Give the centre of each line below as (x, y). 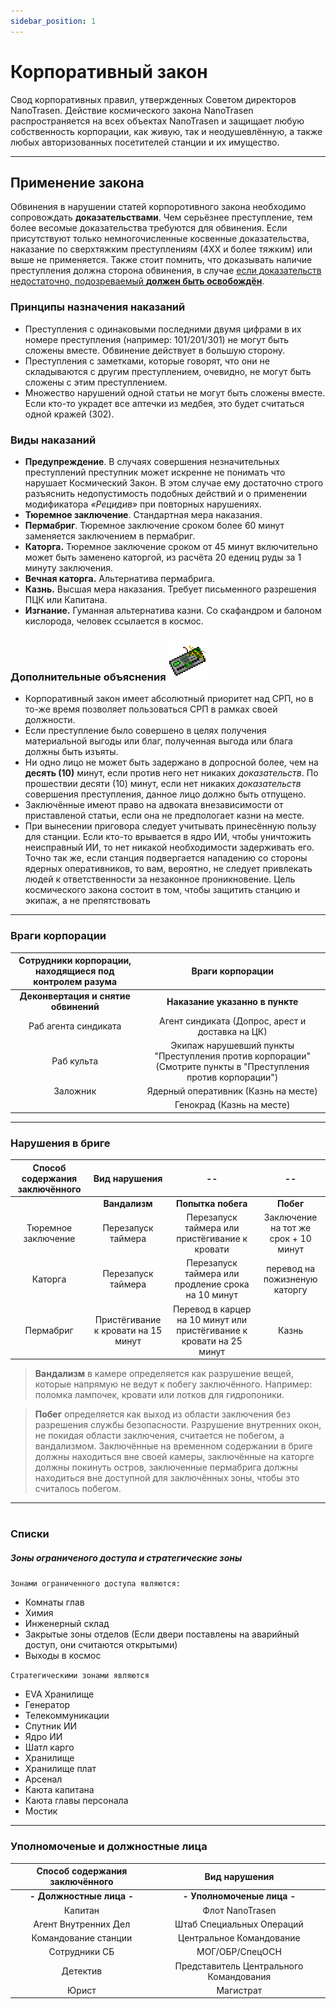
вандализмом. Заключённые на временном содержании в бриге (173, 1446)
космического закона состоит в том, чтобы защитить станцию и (162, 890)
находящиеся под (74, 971)
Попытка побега (211, 1203)
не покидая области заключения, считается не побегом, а (159, 1436)
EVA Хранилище (59, 1694)
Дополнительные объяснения (88, 677)
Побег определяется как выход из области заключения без (162, 1414)
